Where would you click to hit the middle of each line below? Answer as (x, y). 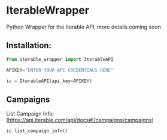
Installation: (29, 46)
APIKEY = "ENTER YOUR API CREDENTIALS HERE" (60, 70)
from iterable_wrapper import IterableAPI (60, 59)
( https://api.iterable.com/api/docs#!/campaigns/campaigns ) (80, 120)
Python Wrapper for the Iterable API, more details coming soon (84, 27)
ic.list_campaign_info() (37, 131)
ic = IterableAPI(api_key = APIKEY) (49, 81)
